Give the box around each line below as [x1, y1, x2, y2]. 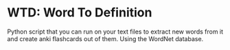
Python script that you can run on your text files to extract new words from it [7, 27, 224, 36]
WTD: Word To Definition [7, 5, 152, 21]
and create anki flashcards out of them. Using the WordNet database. [7, 34, 204, 42]
